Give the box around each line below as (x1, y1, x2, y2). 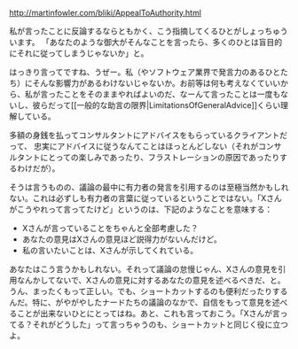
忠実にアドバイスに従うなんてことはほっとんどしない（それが (34, 141, 259, 151)
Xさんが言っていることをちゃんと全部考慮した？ (21, 223, 199, 233)
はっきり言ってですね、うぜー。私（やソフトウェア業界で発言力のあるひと (9, 66, 281, 77)
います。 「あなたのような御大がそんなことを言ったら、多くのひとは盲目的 (9, 37, 283, 47)
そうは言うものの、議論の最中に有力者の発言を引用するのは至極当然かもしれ (9, 182, 289, 192)
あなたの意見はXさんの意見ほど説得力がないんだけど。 (21, 234, 222, 244)
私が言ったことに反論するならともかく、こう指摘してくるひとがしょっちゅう (9, 26, 288, 36)
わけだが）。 (16, 163, 60, 174)
